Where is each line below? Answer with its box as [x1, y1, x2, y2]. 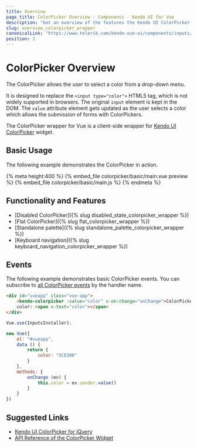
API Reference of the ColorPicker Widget [14, 434, 114, 441]
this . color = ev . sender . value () [37, 380, 117, 386]
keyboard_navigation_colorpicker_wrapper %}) [14, 242, 128, 250]
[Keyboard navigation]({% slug [14, 236, 89, 243]
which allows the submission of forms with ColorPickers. [6, 111, 143, 118]
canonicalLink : [6, 31, 43, 36]
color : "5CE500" [37, 352, 77, 359]
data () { [16, 342, 41, 348]
